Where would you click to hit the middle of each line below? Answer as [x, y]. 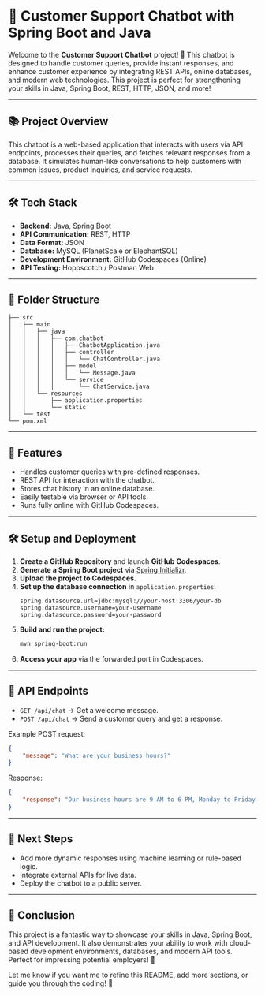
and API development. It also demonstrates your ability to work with [118, 942]
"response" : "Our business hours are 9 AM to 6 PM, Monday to [127, 800]
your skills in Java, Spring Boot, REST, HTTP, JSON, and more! [110, 88]
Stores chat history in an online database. [87, 489]
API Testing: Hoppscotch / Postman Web [86, 267]
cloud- [240, 942]
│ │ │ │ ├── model [52, 366]
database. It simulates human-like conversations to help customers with [125, 161]
